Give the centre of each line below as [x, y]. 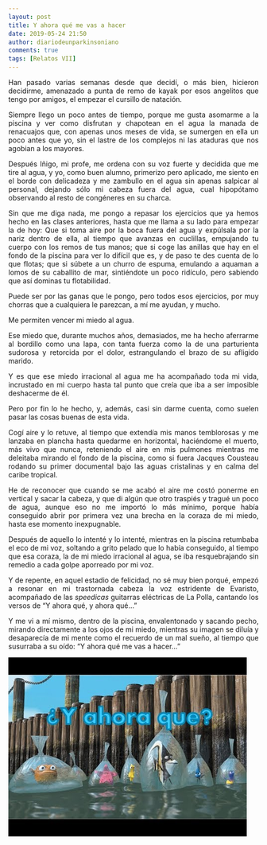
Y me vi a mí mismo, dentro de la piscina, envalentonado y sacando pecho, [133, 621]
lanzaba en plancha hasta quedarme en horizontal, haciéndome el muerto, [133, 441]
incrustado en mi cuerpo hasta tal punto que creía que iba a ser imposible [133, 385]
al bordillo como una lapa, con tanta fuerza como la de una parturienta [133, 344]
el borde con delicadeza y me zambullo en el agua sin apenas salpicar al [133, 181]
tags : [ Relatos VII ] [43, 59]
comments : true [33, 51]
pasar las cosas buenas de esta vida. [69, 417]
